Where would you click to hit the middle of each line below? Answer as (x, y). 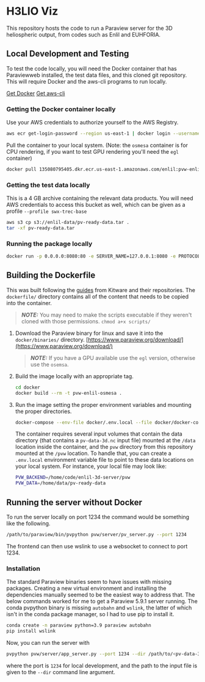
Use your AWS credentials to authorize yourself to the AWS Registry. (92, 123)
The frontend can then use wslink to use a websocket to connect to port (97, 546)
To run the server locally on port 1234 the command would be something (98, 517)
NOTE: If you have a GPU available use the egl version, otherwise (113, 357)
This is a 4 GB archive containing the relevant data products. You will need (100, 198)
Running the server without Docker (74, 502)
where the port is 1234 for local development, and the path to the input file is (102, 666)
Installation (23, 569)
